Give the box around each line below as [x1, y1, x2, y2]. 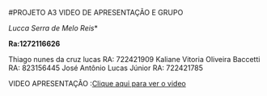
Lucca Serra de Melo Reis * [8, 23, 99, 32]
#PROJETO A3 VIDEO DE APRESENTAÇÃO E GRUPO [8, 8, 184, 17]
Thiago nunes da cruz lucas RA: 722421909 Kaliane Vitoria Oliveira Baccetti [8, 55, 261, 64]
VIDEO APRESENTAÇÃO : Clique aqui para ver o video [8, 79, 186, 88]
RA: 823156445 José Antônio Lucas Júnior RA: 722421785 [8, 63, 204, 73]
